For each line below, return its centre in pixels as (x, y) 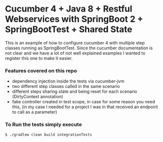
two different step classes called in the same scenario (66, 86)
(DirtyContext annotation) (38, 97)
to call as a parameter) (34, 112)
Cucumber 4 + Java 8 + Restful (69, 9)
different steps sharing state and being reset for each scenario (74, 92)
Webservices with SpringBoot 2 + (74, 19)
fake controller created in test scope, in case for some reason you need (83, 102)
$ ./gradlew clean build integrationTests (49, 135)
